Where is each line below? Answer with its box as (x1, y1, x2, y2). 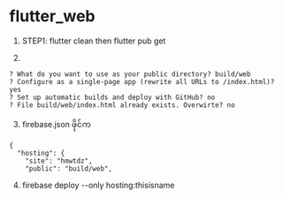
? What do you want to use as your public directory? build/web (9, 69, 251, 79)
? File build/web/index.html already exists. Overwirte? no (9, 100, 236, 110)
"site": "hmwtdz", (25, 157, 93, 165)
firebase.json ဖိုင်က (21, 119, 91, 129)
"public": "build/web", (25, 164, 113, 173)
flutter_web (9, 6, 96, 27)
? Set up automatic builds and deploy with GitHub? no (9, 93, 216, 102)
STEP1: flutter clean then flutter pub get (21, 35, 166, 46)
